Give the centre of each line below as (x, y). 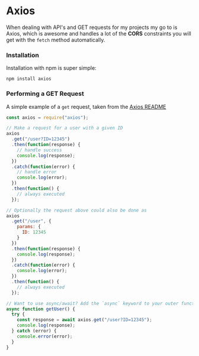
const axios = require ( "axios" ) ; (47, 117)
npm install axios (29, 79)
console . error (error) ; (45, 336)
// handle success (39, 150)
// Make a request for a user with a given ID (65, 128)
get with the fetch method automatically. (56, 40)
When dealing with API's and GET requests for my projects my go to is (92, 27)
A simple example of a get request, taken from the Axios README (86, 106)
